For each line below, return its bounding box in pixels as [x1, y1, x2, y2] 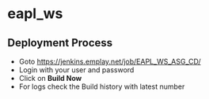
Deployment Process [7, 36, 113, 49]
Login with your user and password [18, 65, 135, 75]
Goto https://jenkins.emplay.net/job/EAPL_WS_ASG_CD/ [18, 57, 201, 66]
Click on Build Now [18, 74, 82, 82]
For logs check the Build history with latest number [18, 82, 185, 91]
